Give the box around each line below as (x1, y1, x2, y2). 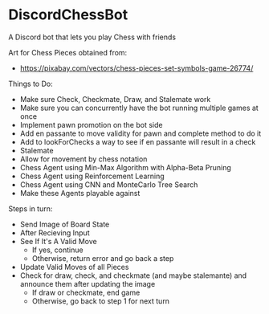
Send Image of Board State (19, 219, 110, 229)
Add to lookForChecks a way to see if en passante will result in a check (19, 137, 256, 146)
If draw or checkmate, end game (31, 287, 141, 297)
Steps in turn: (8, 203, 53, 214)
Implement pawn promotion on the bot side (19, 120, 163, 129)
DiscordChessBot (8, 6, 128, 24)
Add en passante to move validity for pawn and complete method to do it (19, 128, 262, 138)
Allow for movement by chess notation (19, 154, 148, 164)
